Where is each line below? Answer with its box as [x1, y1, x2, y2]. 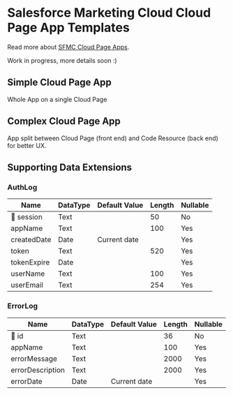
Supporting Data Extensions [7, 161, 133, 173]
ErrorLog [7, 301, 38, 311]
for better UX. [7, 141, 47, 149]
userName [10, 269, 45, 278]
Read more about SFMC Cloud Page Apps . [7, 43, 130, 51]
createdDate [10, 235, 52, 245]
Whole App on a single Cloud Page [7, 95, 107, 103]
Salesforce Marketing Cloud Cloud [7, 5, 211, 21]
